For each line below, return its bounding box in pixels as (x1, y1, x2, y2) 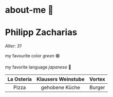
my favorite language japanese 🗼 (5, 64, 72, 70)
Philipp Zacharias (5, 27, 77, 38)
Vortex (89, 76, 106, 83)
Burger (89, 84, 106, 91)
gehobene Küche (41, 84, 80, 91)
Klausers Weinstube (36, 76, 85, 83)
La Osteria (7, 76, 32, 83)
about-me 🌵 (5, 4, 54, 16)
